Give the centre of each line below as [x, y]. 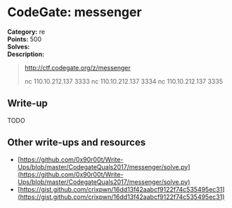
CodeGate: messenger [75, 12]
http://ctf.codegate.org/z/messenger [78, 67]
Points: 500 [25, 39]
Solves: [19, 46]
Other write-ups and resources [77, 142]
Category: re [26, 32]
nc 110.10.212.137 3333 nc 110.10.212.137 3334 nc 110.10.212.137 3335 [124, 81]
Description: [26, 54]
